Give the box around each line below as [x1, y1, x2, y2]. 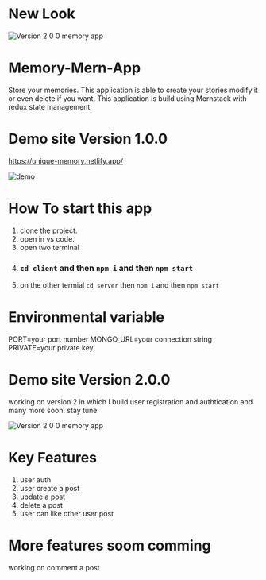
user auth [19, 474, 52, 485]
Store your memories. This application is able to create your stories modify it [8, 85, 258, 95]
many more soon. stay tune [8, 405, 98, 415]
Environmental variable [8, 308, 165, 327]
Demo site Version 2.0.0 [8, 371, 171, 389]
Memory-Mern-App [8, 59, 141, 77]
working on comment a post [8, 563, 101, 572]
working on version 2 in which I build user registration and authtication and [8, 396, 253, 406]
